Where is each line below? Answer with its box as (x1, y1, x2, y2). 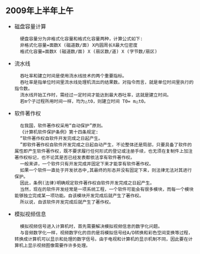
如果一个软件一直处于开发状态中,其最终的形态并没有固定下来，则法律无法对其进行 (20, 167, 192, 173)
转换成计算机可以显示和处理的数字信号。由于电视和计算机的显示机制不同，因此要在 (14, 236, 189, 242)
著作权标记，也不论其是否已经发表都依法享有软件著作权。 (14, 155, 135, 161)
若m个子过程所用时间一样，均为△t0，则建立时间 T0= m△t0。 (20, 98, 149, 104)
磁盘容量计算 (14, 23, 46, 30)
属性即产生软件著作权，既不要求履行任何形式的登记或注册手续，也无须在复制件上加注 (14, 148, 193, 154)
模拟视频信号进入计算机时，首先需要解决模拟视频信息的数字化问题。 (20, 223, 163, 229)
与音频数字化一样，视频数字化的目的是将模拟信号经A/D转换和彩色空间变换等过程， (20, 229, 193, 235)
